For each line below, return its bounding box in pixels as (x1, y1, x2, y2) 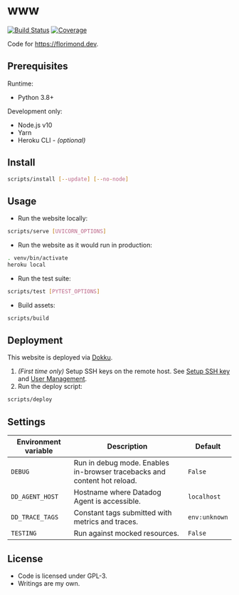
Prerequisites (7, 60, 68, 73)
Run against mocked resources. (73, 529, 179, 539)
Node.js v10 (17, 121, 53, 129)
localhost (187, 493, 221, 501)
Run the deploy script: (17, 382, 83, 391)
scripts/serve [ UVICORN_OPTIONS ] (7, 228, 107, 235)
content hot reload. (73, 476, 137, 486)
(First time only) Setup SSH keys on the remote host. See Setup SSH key (17, 367, 230, 376)
